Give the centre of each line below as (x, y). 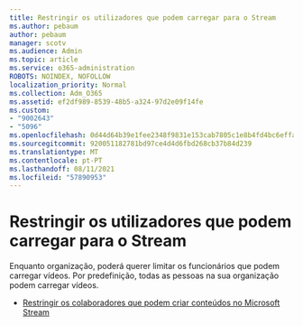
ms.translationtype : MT (54, 152)
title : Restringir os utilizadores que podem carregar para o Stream (143, 18)
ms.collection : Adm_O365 (56, 93)
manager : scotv (38, 43)
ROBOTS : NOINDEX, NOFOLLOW (60, 77)
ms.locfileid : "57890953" (58, 177)
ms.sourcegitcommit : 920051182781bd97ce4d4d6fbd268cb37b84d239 (131, 144)
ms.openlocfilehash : (48, 135)
